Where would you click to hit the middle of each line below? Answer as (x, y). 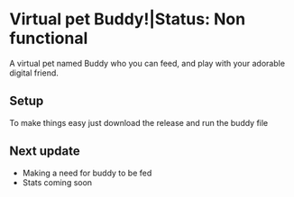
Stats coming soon (57, 182)
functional (49, 38)
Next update (45, 152)
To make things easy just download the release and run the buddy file (139, 122)
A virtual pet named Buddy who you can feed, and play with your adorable (147, 63)
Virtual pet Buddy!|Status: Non (128, 19)
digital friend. (34, 73)
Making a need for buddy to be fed (87, 173)
